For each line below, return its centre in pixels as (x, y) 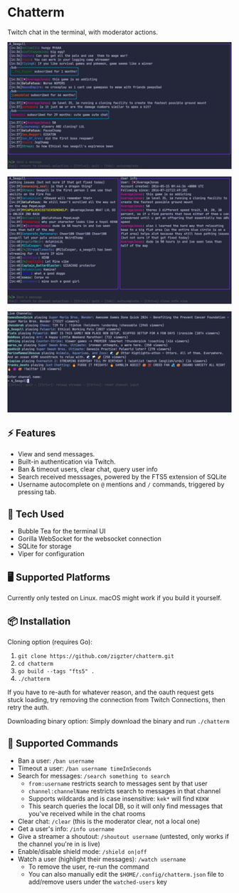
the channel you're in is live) (59, 844)
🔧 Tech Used (36, 514)
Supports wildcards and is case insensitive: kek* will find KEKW (118, 798)
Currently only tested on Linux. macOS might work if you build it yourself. (115, 598)
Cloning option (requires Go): (50, 642)
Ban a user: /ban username (56, 761)
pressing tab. (37, 491)
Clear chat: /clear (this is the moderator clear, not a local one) (109, 821)
